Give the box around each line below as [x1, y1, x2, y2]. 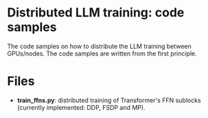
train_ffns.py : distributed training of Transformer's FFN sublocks [16, 96, 201, 104]
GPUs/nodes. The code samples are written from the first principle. [7, 49, 197, 58]
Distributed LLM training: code [7, 5, 185, 21]
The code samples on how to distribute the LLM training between [7, 42, 192, 50]
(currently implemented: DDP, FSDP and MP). [16, 103, 146, 111]
